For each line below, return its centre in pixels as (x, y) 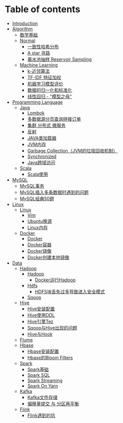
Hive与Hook (40, 334)
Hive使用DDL (41, 315)
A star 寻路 (39, 53)
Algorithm (22, 28)
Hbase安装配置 (43, 351)
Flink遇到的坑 (41, 415)
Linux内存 (37, 227)
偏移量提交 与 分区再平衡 (53, 403)
